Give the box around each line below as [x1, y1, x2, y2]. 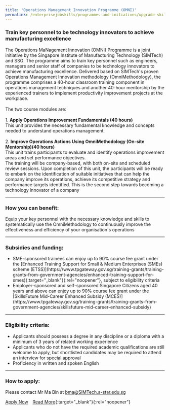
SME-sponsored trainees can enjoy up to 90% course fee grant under [12, 256, 158, 262]
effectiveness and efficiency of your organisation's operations [5, 227, 135, 233]
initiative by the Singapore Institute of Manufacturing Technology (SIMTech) [5, 52, 163, 58]
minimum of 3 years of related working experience [12, 338, 118, 345]
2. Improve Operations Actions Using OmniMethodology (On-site [5, 138, 145, 145]
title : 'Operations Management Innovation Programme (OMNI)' [5, 7, 137, 13]
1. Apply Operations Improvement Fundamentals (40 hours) [5, 117, 133, 123]
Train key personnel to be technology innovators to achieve [5, 29, 154, 36]
